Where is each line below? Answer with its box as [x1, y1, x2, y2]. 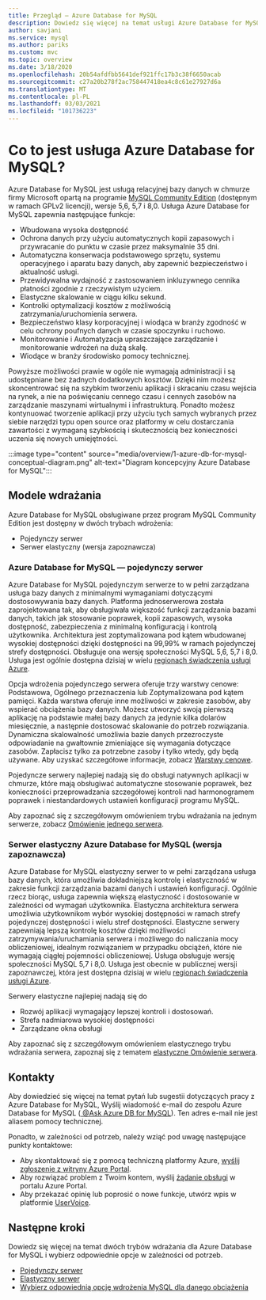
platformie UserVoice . [19, 1198, 91, 1207]
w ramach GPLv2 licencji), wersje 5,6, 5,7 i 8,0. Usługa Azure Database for [8, 201, 249, 211]
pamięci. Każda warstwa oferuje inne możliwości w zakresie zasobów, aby [8, 696, 251, 705]
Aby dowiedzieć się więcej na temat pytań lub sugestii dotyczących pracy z [8, 1092, 255, 1101]
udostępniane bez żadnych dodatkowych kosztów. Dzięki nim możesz [8, 374, 237, 384]
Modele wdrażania [8, 488, 101, 503]
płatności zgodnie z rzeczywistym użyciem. [19, 283, 163, 293]
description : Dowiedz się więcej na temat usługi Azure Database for [8, 19, 243, 27]
